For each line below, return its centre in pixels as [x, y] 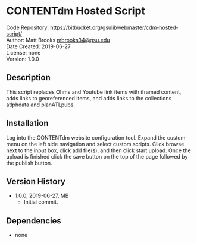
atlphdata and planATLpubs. [41, 105]
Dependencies [34, 221]
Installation [27, 123]
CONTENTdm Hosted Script [76, 11]
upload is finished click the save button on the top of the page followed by [97, 156]
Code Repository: [28, 27]
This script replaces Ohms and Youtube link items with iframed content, [94, 92]
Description [28, 78]
